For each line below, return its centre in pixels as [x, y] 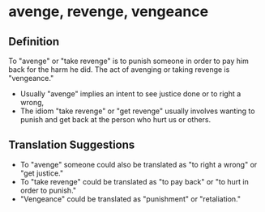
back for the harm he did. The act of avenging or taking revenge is [119, 70]
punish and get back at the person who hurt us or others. [115, 119]
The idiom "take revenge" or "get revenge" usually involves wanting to [137, 111]
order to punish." [48, 190]
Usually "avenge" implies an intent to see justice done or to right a [130, 94]
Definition [34, 42]
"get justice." [41, 173]
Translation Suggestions [72, 145]
